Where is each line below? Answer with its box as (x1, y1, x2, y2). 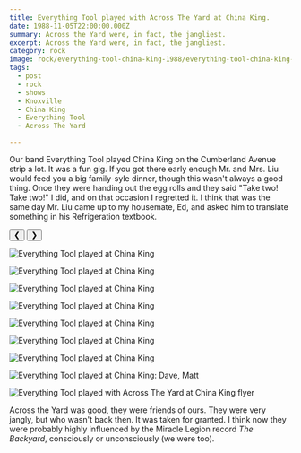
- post (17, 72, 42, 81)
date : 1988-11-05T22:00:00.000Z (9, 22, 130, 30)
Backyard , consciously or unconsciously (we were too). (9, 433, 215, 444)
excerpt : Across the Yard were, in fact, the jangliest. (9, 38, 227, 48)
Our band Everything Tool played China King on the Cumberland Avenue (9, 154, 276, 164)
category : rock (9, 47, 66, 56)
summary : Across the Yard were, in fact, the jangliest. (9, 30, 227, 39)
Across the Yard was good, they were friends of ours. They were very (9, 405, 267, 415)
